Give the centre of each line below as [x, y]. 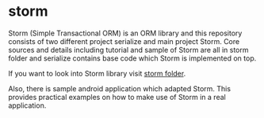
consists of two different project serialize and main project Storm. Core [124, 41]
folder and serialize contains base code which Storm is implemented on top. [132, 58]
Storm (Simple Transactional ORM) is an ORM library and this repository [125, 33]
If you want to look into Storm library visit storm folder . [97, 73]
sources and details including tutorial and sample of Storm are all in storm [128, 50]
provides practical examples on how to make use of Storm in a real [117, 97]
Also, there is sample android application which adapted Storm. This [120, 88]
